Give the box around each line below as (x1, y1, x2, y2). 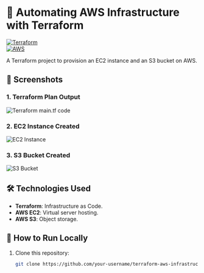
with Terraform (6, 18, 84, 32)
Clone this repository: (15, 249, 69, 257)
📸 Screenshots (6, 74, 63, 85)
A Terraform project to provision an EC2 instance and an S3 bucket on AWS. (6, 57, 197, 64)
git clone (15, 261, 41, 267)
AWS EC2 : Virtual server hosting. (15, 209, 99, 216)
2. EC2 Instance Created (6, 122, 80, 130)
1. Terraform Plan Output (6, 93, 80, 101)
